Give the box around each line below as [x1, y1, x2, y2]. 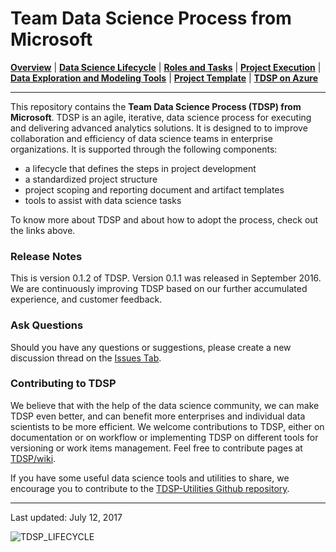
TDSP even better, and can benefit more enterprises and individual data [10, 410, 306, 422]
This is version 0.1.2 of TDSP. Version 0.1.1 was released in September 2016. [10, 272, 322, 284]
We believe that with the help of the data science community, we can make [10, 399, 320, 411]
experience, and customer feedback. [10, 293, 163, 306]
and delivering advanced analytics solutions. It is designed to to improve [10, 122, 308, 134]
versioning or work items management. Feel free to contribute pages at [10, 442, 303, 454]
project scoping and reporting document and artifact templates [24, 183, 285, 196]
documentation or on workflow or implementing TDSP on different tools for [10, 431, 319, 443]
